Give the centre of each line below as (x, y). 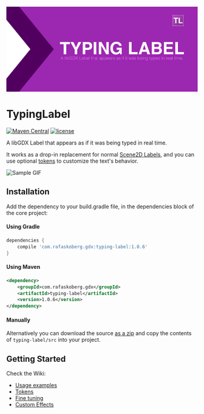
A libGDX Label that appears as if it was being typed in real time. (87, 143)
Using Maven (23, 267)
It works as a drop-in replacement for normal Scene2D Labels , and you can (100, 154)
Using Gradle (23, 227)
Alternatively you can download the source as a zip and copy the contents (99, 333)
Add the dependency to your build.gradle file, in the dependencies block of (100, 206)
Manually (18, 320)
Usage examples (36, 385)
